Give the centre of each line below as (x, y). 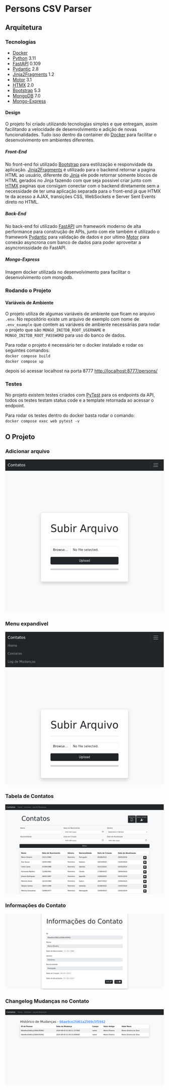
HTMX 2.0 (23, 85)
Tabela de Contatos (29, 796)
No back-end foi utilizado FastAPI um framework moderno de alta (73, 226)
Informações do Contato (36, 905)
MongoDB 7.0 (26, 96)
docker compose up (24, 362)
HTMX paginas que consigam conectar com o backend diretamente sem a (82, 186)
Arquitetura (24, 28)
